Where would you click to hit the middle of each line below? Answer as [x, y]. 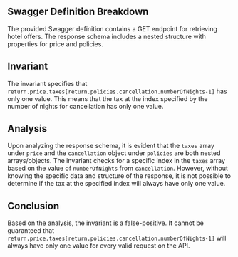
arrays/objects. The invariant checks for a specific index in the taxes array [117, 161]
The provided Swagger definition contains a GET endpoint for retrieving [112, 28]
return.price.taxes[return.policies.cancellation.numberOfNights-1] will [117, 238]
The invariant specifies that [47, 83]
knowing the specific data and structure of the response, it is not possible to [119, 176]
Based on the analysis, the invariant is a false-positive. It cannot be [106, 223]
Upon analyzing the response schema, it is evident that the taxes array [111, 146]
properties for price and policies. [55, 44]
